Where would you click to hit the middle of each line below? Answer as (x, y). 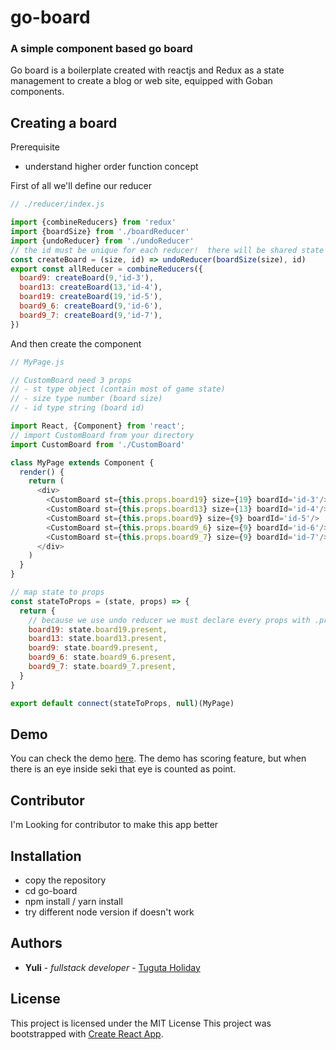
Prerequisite (35, 147)
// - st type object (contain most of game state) (118, 389)
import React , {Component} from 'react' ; (98, 426)
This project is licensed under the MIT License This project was (141, 1023)
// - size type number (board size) (86, 399)
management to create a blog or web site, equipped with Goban (141, 81)
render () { (42, 472)
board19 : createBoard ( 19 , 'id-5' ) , (91, 297)
